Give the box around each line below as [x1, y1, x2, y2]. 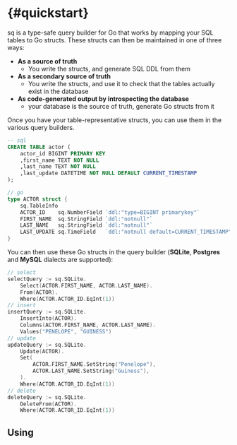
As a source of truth [17, 57, 78, 65]
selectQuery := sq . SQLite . [7, 275, 87, 283]
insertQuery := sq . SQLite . [7, 309, 87, 316]
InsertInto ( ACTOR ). [20, 315, 78, 322]
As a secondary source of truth [17, 72, 111, 81]
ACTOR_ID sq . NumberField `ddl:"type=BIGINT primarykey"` [20, 208, 200, 216]
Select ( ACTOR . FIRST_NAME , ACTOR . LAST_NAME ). [20, 282, 153, 289]
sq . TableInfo [20, 202, 59, 209]
